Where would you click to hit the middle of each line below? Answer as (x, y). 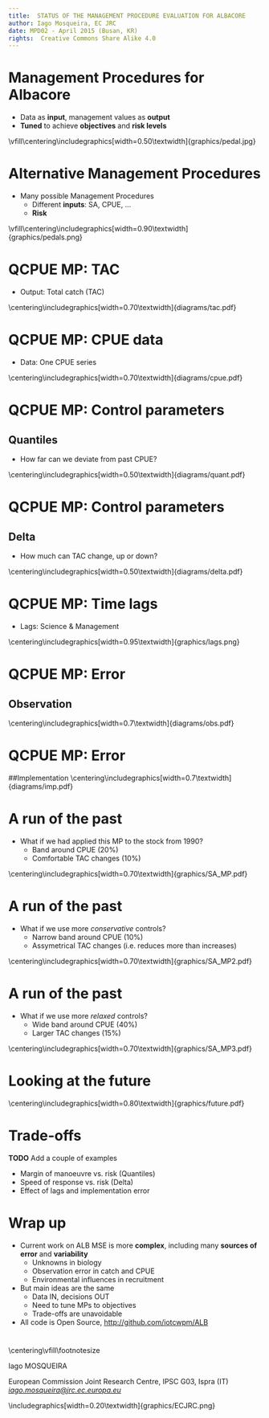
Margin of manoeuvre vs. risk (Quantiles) (88, 1173)
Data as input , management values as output (95, 117)
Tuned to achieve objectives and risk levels (93, 126)
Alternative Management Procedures (134, 174)
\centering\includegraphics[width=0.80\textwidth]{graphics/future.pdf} (126, 1103)
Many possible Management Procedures (87, 196)
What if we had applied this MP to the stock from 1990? (111, 841)
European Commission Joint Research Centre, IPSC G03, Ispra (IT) (118, 1381)
